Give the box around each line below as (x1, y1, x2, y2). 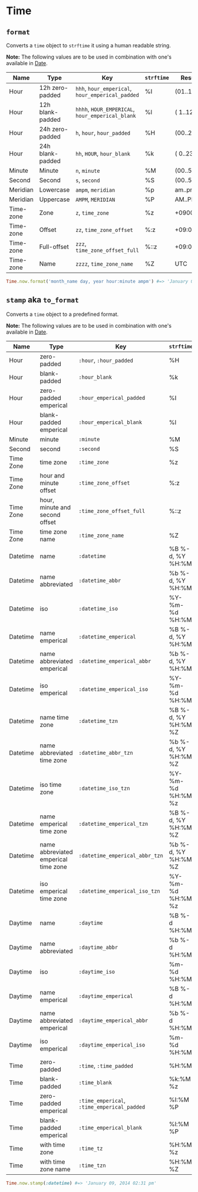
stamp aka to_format (6, 295, 79, 305)
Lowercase (39, 186, 70, 193)
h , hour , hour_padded (75, 129, 131, 137)
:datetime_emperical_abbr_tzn (78, 852, 163, 859)
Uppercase (39, 195, 70, 203)
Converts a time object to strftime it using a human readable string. (6, 42, 171, 49)
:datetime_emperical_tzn (78, 820, 148, 827)
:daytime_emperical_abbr (78, 1017, 148, 1024)
